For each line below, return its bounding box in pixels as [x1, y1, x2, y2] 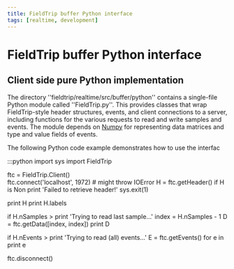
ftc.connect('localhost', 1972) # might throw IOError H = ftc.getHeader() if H [7, 178, 225, 186]
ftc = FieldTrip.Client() [7, 170, 71, 178]
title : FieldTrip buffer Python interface [7, 10, 133, 17]
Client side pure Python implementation [7, 75, 184, 86]
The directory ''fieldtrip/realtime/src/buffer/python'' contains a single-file [7, 93, 218, 101]
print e [7, 240, 27, 249]
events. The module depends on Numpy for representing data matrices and [7, 123, 225, 131]
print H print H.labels [7, 199, 67, 207]
